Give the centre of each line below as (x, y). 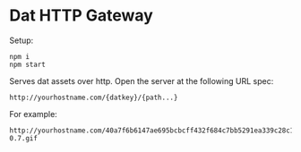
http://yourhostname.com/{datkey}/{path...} (94, 97)
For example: (34, 114)
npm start (28, 64)
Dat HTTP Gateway (82, 16)
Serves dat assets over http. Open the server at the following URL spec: (142, 80)
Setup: (21, 40)
